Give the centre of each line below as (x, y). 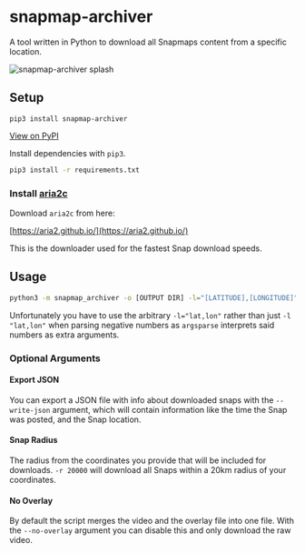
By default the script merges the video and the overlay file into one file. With (152, 521)
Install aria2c (39, 193)
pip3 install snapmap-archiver (69, 119)
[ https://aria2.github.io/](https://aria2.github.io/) (99, 230)
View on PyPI (34, 136)
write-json (30, 410)
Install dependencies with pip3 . (68, 153)
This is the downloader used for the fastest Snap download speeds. (136, 248)
